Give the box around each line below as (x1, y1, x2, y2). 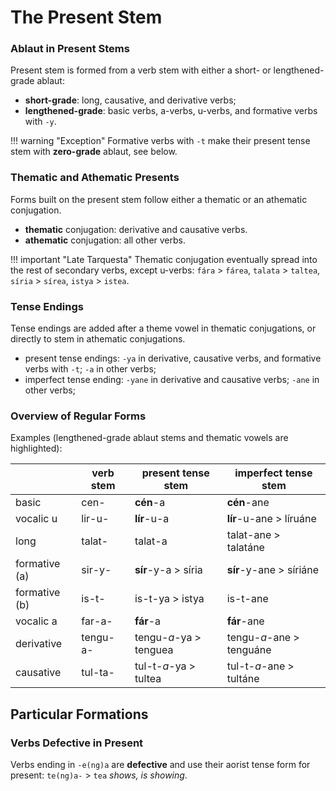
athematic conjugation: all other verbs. (24, 234, 186, 246)
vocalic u (15, 512, 58, 526)
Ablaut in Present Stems (10, 42, 130, 56)
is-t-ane (226, 592, 269, 606)
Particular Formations (10, 706, 149, 723)
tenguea (134, 643, 174, 657)
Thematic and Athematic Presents (10, 171, 180, 185)
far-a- (81, 614, 113, 628)
